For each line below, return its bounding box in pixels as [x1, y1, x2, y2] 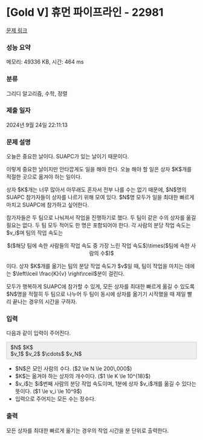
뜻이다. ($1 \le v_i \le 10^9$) [14, 388, 83, 395]
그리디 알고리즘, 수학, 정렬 [6, 90, 68, 97]
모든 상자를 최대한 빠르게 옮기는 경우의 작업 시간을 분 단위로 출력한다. [6, 427, 169, 434]
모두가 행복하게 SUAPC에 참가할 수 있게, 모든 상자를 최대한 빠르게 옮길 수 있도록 [6, 283, 195, 291]
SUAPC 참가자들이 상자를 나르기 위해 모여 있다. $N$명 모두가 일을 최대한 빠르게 [6, 194, 195, 201]
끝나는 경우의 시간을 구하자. [12, 298, 77, 306]
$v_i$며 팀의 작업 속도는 [6, 229, 63, 237]
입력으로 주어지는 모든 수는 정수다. [14, 395, 96, 402]
